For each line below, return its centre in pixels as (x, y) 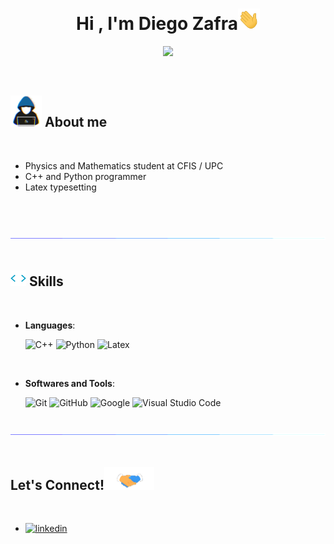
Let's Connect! (57, 485)
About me (76, 122)
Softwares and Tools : (69, 383)
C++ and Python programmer (85, 176)
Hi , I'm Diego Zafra (157, 24)
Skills (46, 281)
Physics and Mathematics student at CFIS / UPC (124, 165)
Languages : (50, 325)
